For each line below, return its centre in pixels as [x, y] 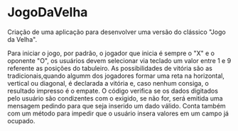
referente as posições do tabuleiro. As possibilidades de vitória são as [110, 68]
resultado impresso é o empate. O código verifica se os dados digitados [113, 91]
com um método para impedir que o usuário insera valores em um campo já [118, 113]
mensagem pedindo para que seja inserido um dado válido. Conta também [117, 106]
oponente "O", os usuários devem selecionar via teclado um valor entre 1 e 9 [119, 60]
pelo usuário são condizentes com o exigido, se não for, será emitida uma [115, 98]
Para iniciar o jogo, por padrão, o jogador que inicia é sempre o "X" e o [111, 53]
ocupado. [21, 120]
